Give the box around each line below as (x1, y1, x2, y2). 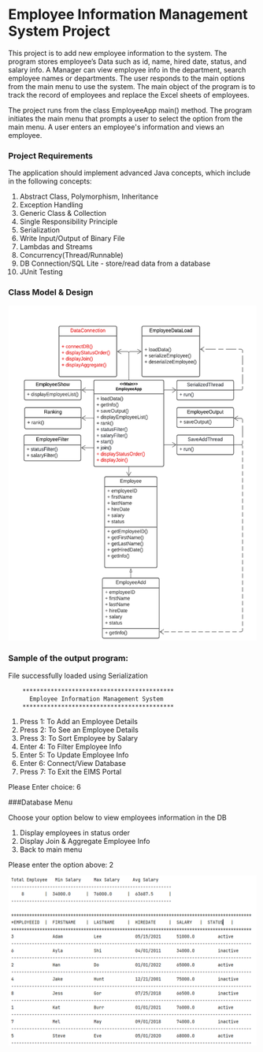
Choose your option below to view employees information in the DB (8, 812, 227, 822)
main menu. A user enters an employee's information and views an (8, 122, 224, 132)
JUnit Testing (19, 267, 63, 277)
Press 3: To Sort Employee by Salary (19, 733, 139, 742)
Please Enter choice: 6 (8, 782, 81, 791)
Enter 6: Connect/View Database (19, 758, 126, 768)
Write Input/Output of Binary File (19, 234, 125, 243)
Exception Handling (19, 200, 83, 210)
